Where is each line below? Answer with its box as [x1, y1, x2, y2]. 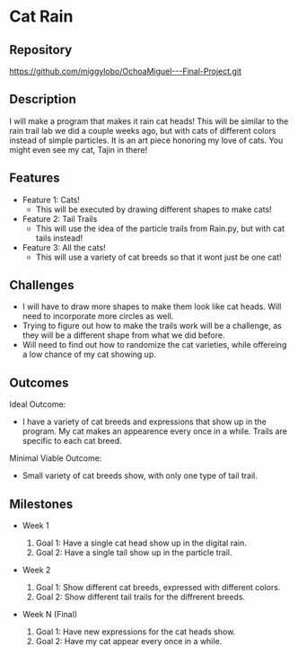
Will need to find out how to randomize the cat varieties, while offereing [22, 340, 287, 350]
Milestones [9, 496, 74, 511]
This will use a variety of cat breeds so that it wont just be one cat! [35, 252, 282, 262]
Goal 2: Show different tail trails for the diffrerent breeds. [35, 591, 245, 603]
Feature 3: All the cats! [22, 242, 106, 252]
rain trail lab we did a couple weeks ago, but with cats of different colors [9, 125, 276, 136]
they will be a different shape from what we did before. [22, 330, 225, 341]
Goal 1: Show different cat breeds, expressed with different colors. [35, 582, 281, 593]
